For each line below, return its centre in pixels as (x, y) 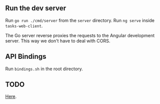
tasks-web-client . (24, 26)
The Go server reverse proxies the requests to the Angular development (80, 35)
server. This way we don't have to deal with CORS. (58, 41)
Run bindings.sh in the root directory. (44, 69)
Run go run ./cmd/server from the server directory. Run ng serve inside (80, 20)
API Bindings (26, 57)
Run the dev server (36, 8)
